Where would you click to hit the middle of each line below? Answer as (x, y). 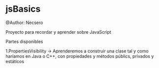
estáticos (15, 61)
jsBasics (23, 9)
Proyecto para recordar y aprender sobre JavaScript (58, 32)
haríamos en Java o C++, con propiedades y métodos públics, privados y (80, 56)
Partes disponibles (24, 41)
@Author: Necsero (24, 23)
